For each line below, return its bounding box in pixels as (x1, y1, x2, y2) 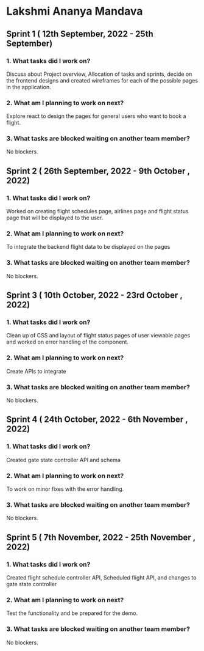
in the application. (6, 83, 52, 90)
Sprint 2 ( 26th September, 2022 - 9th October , (6, 166, 190, 176)
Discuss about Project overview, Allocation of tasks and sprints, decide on (6, 70, 192, 78)
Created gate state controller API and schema (6, 456, 121, 463)
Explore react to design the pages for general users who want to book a (6, 112, 187, 120)
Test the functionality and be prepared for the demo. (6, 609, 138, 617)
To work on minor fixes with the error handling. (6, 485, 124, 493)
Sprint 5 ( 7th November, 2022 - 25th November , (6, 532, 196, 542)
